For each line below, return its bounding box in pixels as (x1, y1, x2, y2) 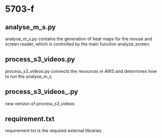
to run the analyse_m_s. (5, 73, 53, 79)
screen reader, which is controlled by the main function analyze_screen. (5, 41, 151, 47)
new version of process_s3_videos (5, 100, 75, 106)
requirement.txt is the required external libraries (5, 128, 102, 134)
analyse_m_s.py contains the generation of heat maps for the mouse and (5, 36, 152, 42)
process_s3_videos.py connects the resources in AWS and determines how (5, 68, 157, 74)
